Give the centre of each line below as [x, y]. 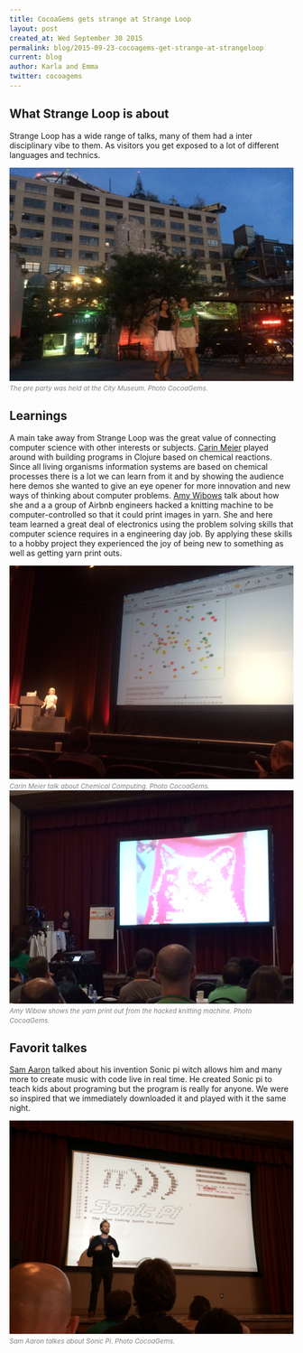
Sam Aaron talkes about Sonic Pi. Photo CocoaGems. [92, 1341]
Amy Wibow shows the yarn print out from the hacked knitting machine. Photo [131, 1011]
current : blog [36, 57]
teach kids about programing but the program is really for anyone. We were [149, 1089]
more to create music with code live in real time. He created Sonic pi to [141, 1079]
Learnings [38, 416]
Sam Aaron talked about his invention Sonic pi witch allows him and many [146, 1069]
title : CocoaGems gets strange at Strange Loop [101, 19]
